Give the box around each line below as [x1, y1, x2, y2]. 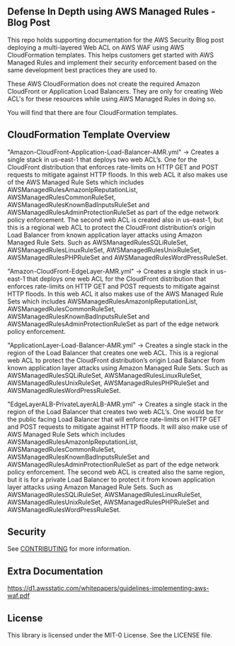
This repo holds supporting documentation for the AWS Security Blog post [7, 35, 224, 44]
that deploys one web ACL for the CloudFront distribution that [26, 274, 207, 283]
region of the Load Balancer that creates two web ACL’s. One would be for [7, 407, 224, 416]
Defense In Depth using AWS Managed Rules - [7, 6, 216, 18]
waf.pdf [7, 591, 30, 600]
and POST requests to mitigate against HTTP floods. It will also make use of [7, 422, 228, 431]
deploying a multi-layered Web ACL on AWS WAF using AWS [7, 43, 185, 52]
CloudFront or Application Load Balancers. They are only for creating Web [7, 87, 223, 95]
